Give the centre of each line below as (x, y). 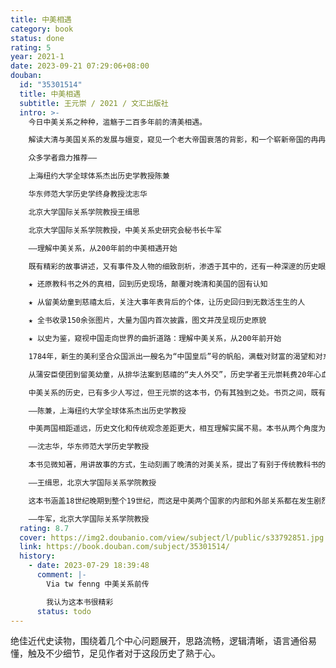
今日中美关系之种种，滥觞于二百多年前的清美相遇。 (118, 122)
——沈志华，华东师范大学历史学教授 (89, 447)
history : (37, 556)
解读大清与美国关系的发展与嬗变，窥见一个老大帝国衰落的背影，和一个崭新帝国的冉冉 (177, 140)
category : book (42, 29)
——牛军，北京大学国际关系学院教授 (89, 519)
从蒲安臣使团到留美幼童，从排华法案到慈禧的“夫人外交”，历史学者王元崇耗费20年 (171, 374)
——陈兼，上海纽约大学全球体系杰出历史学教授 (107, 411)
